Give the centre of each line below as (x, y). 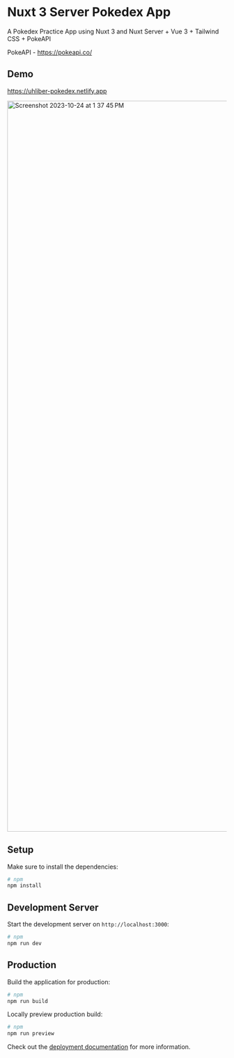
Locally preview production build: (55, 1014)
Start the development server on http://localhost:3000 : (88, 924)
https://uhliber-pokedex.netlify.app (57, 90)
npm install (24, 886)
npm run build (28, 1001)
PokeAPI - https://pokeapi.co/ (50, 52)
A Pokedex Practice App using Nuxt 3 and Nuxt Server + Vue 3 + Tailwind (113, 31)
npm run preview (31, 1034)
